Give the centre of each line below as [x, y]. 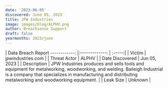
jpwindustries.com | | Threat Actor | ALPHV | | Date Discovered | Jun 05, [81, 58]
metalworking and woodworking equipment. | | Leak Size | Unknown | [78, 80]
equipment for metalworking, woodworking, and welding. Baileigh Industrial [84, 69]
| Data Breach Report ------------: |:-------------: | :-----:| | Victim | [76, 53]
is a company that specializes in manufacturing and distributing [72, 74]
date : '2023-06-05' [26, 10]
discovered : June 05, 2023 [34, 15]
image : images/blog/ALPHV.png [37, 24]
